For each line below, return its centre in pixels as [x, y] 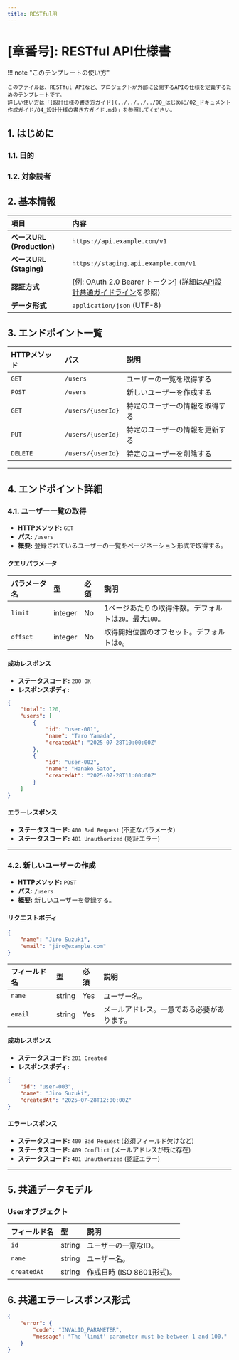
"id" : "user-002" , [73, 763]
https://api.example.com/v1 [119, 241]
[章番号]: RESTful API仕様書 [89, 51]
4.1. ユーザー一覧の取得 [47, 511]
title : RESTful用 [33, 14]
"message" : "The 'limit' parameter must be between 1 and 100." [130, 1337]
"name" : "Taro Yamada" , [80, 736]
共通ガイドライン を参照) [120, 292]
